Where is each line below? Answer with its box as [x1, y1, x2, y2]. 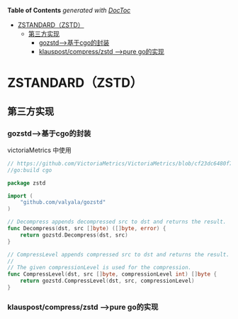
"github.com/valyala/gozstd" [20, 199, 106, 206]
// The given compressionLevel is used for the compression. [7, 264, 192, 271]
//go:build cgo [7, 166, 52, 173]
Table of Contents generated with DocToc [7, 6, 131, 14]
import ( [7, 192, 33, 200]
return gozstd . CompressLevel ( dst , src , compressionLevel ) [20, 277, 195, 285]
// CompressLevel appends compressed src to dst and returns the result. [7, 251, 230, 258]
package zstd [7, 179, 46, 187]
